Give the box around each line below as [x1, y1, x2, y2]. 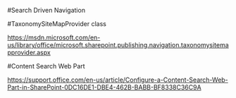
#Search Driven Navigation [7, 6, 86, 14]
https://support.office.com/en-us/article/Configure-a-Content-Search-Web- [7, 75, 229, 84]
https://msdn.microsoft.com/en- [7, 33, 101, 42]
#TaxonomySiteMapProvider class [7, 20, 107, 27]
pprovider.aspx [7, 49, 51, 56]
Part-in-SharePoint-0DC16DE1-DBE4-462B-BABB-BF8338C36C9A [7, 83, 202, 91]
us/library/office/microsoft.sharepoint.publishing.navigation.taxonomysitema [7, 41, 229, 49]
